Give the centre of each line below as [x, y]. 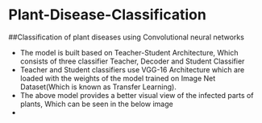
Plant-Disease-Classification [108, 15]
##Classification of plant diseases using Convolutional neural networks [126, 37]
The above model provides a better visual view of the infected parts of [137, 95]
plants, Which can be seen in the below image [96, 104]
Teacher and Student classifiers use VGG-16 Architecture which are [132, 69]
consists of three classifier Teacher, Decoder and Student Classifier [132, 61]
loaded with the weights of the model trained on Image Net [118, 78]
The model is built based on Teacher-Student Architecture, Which [129, 52]
